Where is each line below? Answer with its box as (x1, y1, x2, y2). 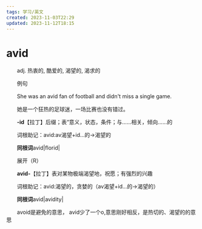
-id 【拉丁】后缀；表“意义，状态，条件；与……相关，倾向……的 (17, 119, 173, 126)
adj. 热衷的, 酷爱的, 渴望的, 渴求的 (16, 67, 101, 75)
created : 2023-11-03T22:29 (6, 15, 75, 21)
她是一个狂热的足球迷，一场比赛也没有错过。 (16, 105, 129, 113)
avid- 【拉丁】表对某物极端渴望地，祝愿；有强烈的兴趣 (17, 170, 153, 178)
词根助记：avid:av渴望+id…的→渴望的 (16, 131, 111, 139)
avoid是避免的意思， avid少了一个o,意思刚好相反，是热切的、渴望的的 (16, 208, 191, 216)
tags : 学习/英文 (6, 8, 44, 15)
